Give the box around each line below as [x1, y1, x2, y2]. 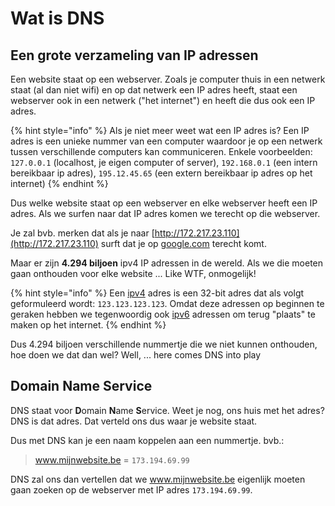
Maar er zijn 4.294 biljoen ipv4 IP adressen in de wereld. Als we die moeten [10, 257, 324, 269]
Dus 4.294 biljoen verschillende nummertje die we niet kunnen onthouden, [10, 338, 318, 350]
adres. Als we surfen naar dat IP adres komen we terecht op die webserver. [10, 208, 321, 219]
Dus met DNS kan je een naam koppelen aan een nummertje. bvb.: [10, 434, 285, 446]
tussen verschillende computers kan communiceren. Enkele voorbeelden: [10, 146, 313, 157]
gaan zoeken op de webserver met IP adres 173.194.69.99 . [10, 483, 253, 496]
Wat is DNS [10, 7, 105, 30]
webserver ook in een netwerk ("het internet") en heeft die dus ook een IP [10, 95, 316, 106]
